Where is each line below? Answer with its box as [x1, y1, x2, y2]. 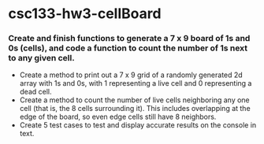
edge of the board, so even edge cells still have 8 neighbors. [19, 112, 217, 122]
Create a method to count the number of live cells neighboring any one [19, 95, 250, 105]
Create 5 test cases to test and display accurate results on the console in [19, 120, 257, 130]
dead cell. [19, 87, 53, 97]
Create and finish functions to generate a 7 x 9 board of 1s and [8, 33, 251, 44]
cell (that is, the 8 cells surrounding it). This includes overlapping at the [19, 104, 251, 113]
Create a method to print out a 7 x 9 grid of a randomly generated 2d [19, 70, 243, 79]
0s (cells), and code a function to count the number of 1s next [8, 42, 248, 54]
